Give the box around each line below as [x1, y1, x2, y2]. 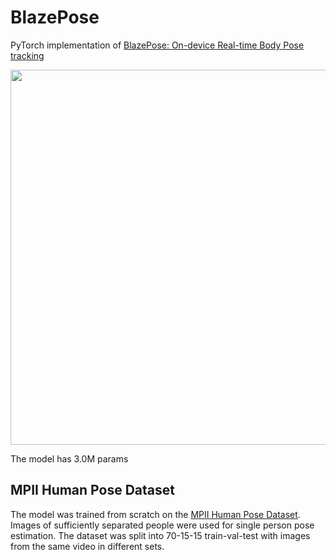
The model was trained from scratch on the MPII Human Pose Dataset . [10, 508, 301, 520]
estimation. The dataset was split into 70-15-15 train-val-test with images [10, 529, 311, 541]
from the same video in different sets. [10, 540, 165, 552]
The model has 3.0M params [10, 452, 129, 465]
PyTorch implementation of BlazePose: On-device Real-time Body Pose [10, 39, 305, 51]
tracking [10, 49, 45, 61]
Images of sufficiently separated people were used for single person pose [10, 519, 315, 531]
